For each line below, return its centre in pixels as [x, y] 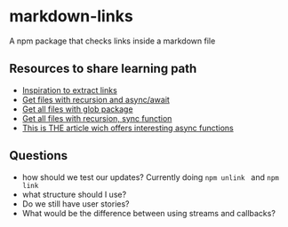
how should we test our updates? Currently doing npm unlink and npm [151, 177]
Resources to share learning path [103, 69]
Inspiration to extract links [69, 90]
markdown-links [71, 16]
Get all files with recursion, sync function [97, 118]
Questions [39, 156]
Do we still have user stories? [76, 204]
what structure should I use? [74, 194]
